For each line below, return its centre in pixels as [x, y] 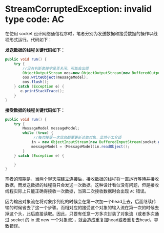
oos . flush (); [36, 82]
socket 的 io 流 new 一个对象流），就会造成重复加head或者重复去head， [82, 220]
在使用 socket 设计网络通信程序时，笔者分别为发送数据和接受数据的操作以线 [81, 33]
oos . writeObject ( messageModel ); [56, 77]
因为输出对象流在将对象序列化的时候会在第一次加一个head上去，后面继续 [79, 202]
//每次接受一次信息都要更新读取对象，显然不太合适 [77, 138]
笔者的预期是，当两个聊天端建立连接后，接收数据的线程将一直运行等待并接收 [82, 179]
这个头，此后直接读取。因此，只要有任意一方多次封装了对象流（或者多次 [82, 214]
